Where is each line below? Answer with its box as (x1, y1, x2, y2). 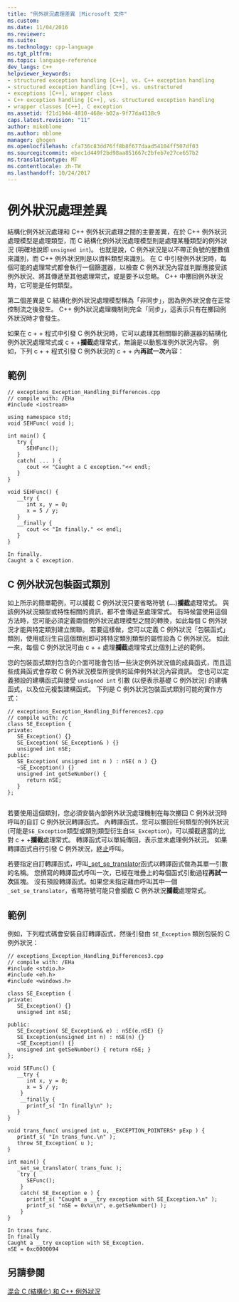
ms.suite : (7, 37, 37, 44)
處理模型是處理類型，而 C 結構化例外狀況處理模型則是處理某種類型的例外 (7, 236, 222, 244)
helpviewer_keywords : (7, 70, 72, 77)
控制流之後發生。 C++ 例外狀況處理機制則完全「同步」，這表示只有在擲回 (7, 304, 221, 314)
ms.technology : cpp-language (7, 43, 94, 51)
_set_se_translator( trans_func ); (16, 1164, 122, 1172)
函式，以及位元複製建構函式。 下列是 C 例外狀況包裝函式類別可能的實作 (7, 685, 217, 693)
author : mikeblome (7, 123, 62, 130)
